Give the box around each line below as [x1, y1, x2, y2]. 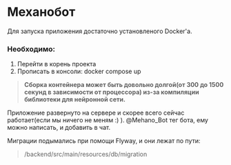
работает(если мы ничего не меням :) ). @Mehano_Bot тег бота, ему [7, 116, 209, 124]
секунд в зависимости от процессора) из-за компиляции [23, 88, 199, 97]
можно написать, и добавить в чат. [7, 124, 111, 132]
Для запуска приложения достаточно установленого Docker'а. [7, 27, 192, 35]
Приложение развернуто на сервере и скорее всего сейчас [7, 108, 185, 117]
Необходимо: [7, 44, 55, 54]
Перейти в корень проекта [17, 60, 97, 68]
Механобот [7, 4, 76, 20]
